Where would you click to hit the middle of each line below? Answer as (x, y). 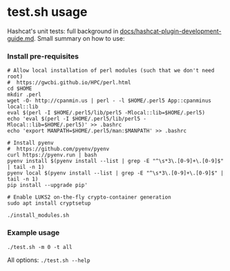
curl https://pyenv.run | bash (52, 155)
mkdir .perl (24, 95)
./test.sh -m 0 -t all (40, 247)
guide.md (21, 38)
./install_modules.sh (38, 215)
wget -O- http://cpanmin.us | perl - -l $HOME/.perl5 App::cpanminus (109, 101)
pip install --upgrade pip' (48, 185)
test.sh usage (47, 12)
